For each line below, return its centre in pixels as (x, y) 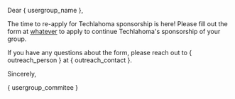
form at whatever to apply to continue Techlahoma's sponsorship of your (114, 31)
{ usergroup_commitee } (43, 87)
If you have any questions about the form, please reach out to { (100, 53)
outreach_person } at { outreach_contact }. (70, 60)
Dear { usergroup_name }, (45, 10)
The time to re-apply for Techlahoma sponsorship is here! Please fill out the (118, 24)
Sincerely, (22, 74)
